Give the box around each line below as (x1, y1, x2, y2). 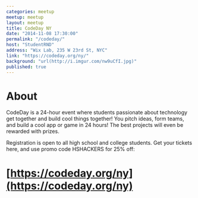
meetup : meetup (6, 14, 44, 20)
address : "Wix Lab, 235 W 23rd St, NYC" (6, 47, 108, 53)
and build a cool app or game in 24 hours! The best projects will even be (6, 122, 184, 129)
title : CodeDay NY (6, 25, 52, 31)
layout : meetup (6, 20, 44, 25)
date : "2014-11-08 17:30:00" (6, 31, 78, 37)
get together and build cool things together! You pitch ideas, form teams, (6, 115, 184, 122)
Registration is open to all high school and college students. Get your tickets (6, 139, 192, 146)
